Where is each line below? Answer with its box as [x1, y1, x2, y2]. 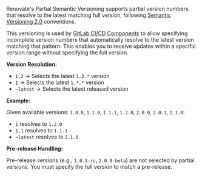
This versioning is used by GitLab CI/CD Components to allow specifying [6, 30, 188, 37]
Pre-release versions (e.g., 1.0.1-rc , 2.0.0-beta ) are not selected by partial [6, 157, 195, 164]
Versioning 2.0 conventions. [6, 18, 76, 25]
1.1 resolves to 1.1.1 [15, 127, 68, 134]
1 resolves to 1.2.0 [15, 120, 62, 128]
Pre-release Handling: [6, 145, 63, 152]
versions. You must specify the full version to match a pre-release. [6, 163, 173, 170]
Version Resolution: [6, 60, 58, 68]
